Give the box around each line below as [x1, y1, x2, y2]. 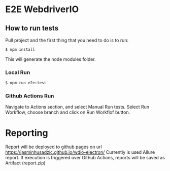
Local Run [5, 69, 30, 76]
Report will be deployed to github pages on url [5, 144, 103, 150]
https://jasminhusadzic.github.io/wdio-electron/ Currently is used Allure [5, 149, 155, 155]
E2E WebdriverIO [5, 4, 79, 15]
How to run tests [5, 24, 59, 32]
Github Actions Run [5, 92, 54, 99]
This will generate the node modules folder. [5, 56, 96, 62]
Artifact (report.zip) [5, 160, 46, 166]
